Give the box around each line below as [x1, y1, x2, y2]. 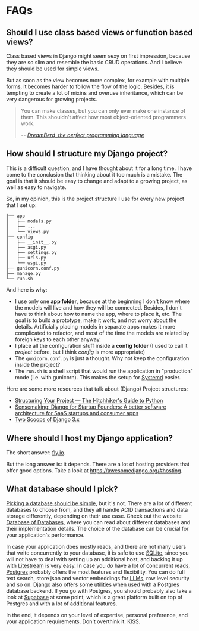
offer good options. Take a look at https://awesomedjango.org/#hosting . [6, 466, 183, 474]
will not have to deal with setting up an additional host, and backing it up [6, 556, 183, 563]
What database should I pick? [6, 484, 118, 494]
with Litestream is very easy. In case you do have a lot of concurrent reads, [6, 562, 190, 570]
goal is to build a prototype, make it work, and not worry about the [14, 317, 177, 324]
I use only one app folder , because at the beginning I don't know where [14, 298, 191, 305]
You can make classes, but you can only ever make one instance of [20, 107, 186, 114]
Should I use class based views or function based [6, 27, 193, 38]
